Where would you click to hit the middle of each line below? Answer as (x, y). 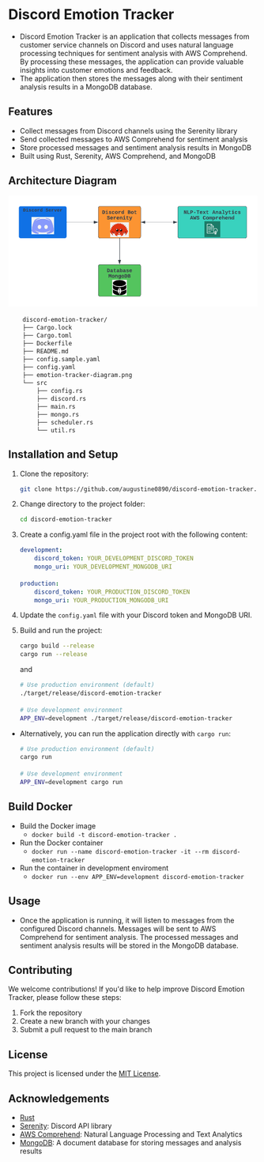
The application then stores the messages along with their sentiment (131, 78)
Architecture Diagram (62, 181)
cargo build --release (57, 646)
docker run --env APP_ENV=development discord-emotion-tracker (138, 877)
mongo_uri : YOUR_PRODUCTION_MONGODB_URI (102, 600)
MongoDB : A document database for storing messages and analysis (130, 1143)
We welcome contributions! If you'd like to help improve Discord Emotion (126, 989)
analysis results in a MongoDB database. (86, 87)
